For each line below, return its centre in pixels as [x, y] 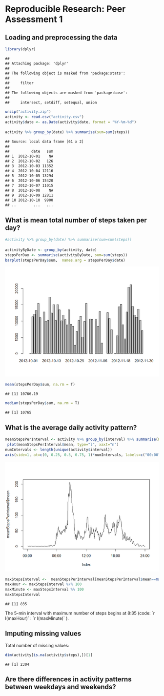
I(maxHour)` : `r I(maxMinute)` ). [37, 618]
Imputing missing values [43, 634]
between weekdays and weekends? [61, 687]
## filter [20, 83]
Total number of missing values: [37, 645]
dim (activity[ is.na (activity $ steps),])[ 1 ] [49, 655]
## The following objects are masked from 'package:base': [66, 93]
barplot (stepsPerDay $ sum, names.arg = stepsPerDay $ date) [65, 260]
